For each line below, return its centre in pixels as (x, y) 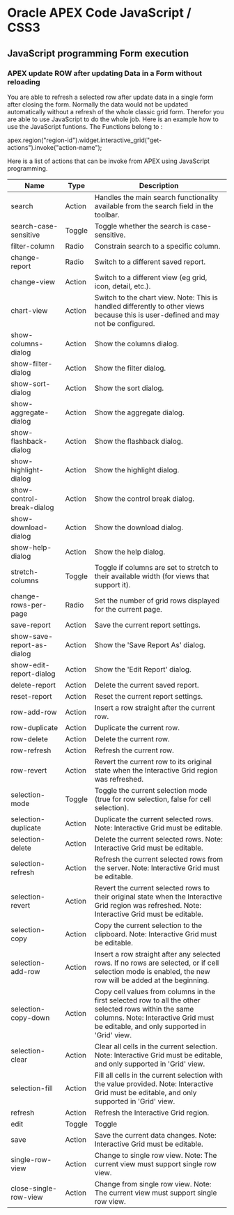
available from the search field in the (154, 206)
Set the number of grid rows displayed (157, 601)
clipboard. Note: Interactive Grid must (156, 934)
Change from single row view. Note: (153, 1184)
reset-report (31, 696)
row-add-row (34, 712)
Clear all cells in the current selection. (156, 1046)
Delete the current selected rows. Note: (158, 839)
